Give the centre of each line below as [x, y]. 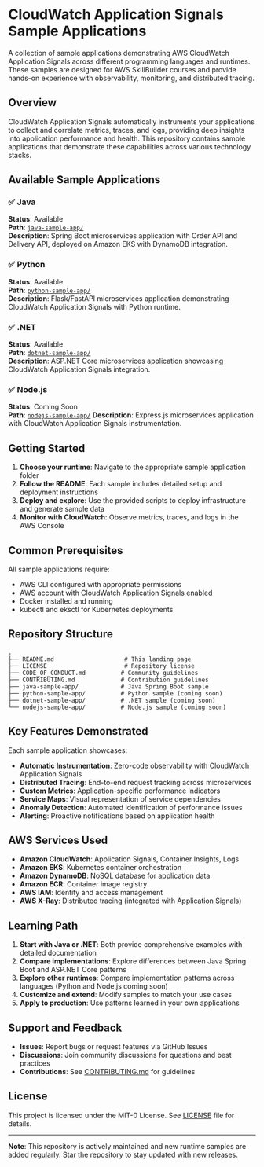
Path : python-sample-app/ [49, 290]
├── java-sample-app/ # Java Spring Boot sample [109, 686]
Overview [33, 103]
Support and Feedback [65, 1028]
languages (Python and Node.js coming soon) [94, 986]
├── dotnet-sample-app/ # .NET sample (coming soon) [112, 700]
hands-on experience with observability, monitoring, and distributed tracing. [132, 78]
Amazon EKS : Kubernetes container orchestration [101, 868]
